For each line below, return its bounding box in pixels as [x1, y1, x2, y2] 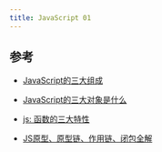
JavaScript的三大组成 [22, 75, 104, 86]
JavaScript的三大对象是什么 [22, 95, 127, 106]
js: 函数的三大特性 [22, 114, 90, 125]
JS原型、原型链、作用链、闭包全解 [22, 133, 153, 144]
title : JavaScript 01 [9, 13, 92, 23]
